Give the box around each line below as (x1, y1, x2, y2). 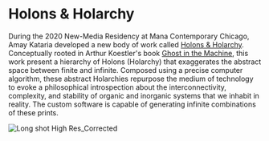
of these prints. (8, 107, 59, 117)
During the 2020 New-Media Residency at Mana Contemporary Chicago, (8, 31, 250, 41)
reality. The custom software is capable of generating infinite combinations (8, 99, 257, 109)
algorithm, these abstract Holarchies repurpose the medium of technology (8, 74, 255, 83)
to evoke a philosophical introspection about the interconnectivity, (8, 82, 227, 92)
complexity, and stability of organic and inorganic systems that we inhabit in (8, 91, 259, 100)
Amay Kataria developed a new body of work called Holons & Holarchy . (8, 39, 245, 49)
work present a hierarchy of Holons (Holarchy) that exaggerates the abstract (8, 57, 262, 66)
